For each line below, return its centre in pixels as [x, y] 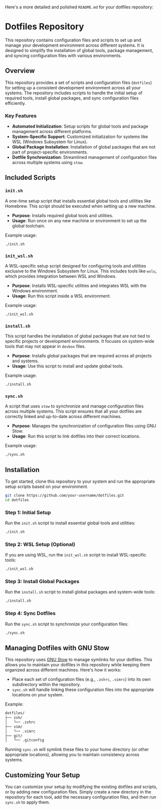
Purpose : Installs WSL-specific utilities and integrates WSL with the [79, 286]
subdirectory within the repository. [46, 685]
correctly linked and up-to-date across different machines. [63, 417]
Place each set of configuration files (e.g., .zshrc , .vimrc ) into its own [81, 679]
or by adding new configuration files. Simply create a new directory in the [78, 792]
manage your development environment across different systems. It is [75, 45]
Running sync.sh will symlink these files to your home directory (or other [77, 749]
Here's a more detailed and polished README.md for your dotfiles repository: [79, 7]
